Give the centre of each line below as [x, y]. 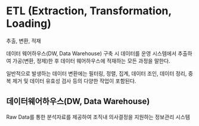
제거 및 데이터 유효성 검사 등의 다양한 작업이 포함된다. [74, 81]
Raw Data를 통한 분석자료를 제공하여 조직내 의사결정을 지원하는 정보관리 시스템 [98, 116]
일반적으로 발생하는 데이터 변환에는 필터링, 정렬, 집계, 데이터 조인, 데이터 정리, [97, 73]
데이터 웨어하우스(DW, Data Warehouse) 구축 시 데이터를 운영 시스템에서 [91, 53]
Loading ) [29, 23]
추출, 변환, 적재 [24, 40]
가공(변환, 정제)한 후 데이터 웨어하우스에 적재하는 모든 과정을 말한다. [91, 61]
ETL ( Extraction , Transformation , [89, 11]
